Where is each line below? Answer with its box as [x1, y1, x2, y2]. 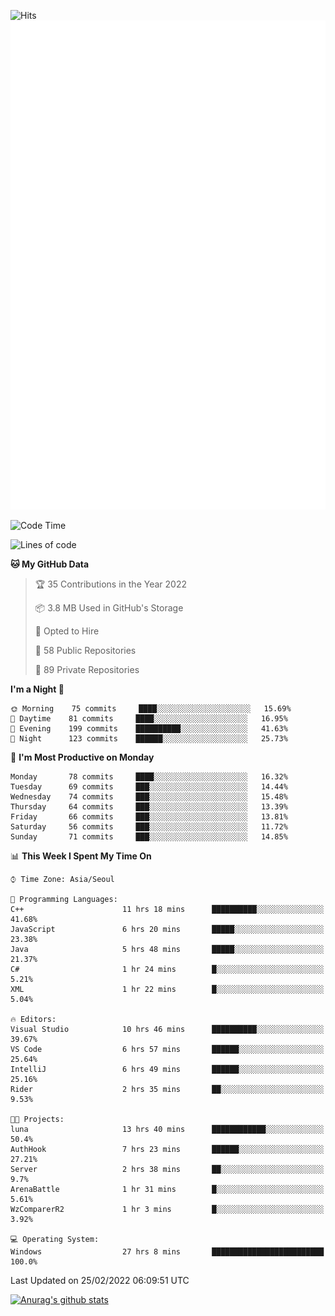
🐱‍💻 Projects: [10, 1114, 65, 1124]
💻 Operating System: [10, 1234, 100, 1244]
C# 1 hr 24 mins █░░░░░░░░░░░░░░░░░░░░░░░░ [10, 964, 325, 974]
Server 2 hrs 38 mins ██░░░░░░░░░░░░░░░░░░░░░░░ [10, 1164, 325, 1174]
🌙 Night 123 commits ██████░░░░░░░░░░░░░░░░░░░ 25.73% [10, 733, 288, 744]
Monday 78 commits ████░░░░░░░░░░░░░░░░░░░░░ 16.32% [10, 771, 288, 782]
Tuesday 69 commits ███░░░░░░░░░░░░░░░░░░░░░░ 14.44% [10, 781, 288, 792]
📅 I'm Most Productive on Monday [10, 751, 155, 763]
